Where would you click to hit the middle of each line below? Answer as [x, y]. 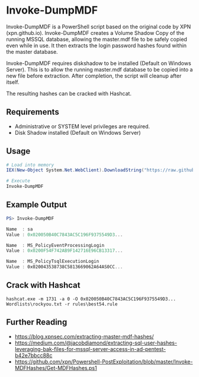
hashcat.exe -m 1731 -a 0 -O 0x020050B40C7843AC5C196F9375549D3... [91, 299]
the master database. [32, 51]
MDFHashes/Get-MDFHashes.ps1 [56, 368]
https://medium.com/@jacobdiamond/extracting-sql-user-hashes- [96, 343]
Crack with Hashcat [43, 285]
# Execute [18, 181]
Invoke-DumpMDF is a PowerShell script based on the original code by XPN [99, 27]
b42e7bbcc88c [33, 355]
